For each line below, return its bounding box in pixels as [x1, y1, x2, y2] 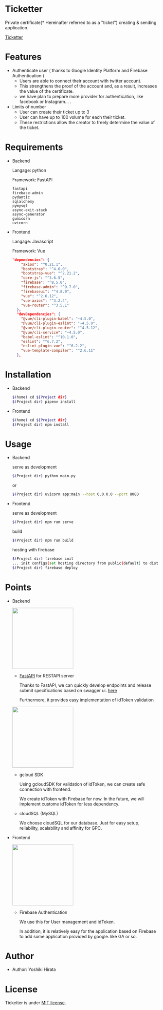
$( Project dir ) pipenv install [12, 399, 76, 404]
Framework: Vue [12, 248, 45, 253]
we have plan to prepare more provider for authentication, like [19, 93, 144, 99]
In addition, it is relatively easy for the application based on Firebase [19, 928, 156, 934]
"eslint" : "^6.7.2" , [21, 339, 63, 344]
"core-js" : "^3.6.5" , [21, 275, 65, 280]
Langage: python [12, 167, 46, 173]
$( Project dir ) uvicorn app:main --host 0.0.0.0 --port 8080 [12, 492, 139, 497]
